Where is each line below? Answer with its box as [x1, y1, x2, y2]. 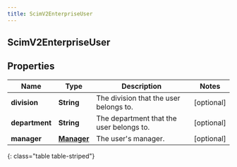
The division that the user [96, 93, 181, 103]
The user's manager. [96, 133, 165, 143]
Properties [7, 61, 55, 73]
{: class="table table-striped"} [7, 151, 95, 160]
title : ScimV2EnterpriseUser [7, 10, 93, 18]
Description [121, 81, 162, 91]
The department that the [96, 113, 177, 123]
